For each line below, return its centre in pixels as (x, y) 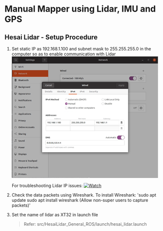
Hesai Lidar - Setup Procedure (51, 37)
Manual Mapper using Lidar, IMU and (80, 9)
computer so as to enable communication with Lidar (64, 54)
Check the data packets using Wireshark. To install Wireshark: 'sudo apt (84, 195)
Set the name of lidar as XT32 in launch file (55, 214)
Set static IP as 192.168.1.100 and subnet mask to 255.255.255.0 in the (81, 49)
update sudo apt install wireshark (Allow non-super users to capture (80, 200)
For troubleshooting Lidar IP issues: (47, 185)
